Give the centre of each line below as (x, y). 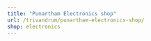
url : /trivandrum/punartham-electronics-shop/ (76, 20)
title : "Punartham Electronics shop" (62, 14)
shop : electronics (34, 26)
